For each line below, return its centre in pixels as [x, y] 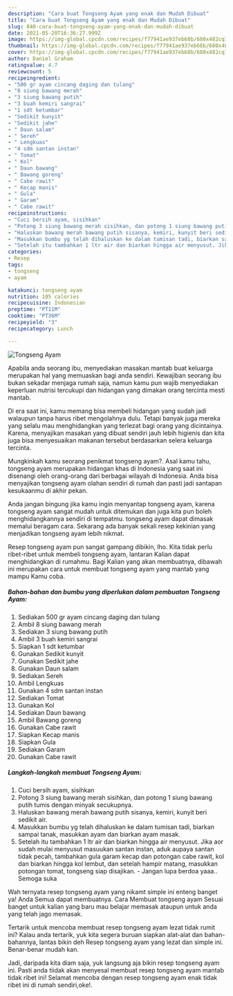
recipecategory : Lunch [40, 329]
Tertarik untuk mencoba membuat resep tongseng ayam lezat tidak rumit [112, 927]
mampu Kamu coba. [36, 576]
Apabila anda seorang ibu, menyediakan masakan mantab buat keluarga [111, 368]
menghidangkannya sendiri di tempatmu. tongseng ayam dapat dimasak [111, 518]
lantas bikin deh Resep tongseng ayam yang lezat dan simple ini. [131, 942]
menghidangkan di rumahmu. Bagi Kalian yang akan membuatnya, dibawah [115, 561]
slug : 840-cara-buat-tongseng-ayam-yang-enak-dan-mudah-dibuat [101, 26]
